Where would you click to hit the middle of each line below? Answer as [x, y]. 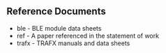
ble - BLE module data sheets [59, 28]
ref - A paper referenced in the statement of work [88, 36]
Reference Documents [56, 12]
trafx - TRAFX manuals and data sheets [73, 43]
